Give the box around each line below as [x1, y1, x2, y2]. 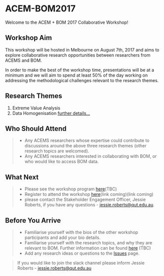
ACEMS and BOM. [5, 57, 42, 63]
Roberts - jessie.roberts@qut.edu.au [17, 265, 91, 271]
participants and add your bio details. [24, 234, 101, 240]
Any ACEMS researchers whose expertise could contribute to [24, 138, 150, 143]
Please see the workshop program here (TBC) [24, 186, 117, 192]
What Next [5, 173, 39, 181]
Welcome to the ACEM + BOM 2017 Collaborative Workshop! [5, 19, 128, 25]
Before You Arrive [5, 216, 61, 225]
